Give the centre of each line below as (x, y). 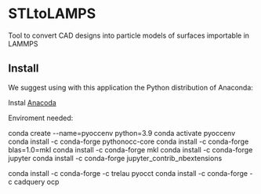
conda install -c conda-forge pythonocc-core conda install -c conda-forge (129, 141)
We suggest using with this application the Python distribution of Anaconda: (130, 87)
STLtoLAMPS (52, 14)
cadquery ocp (36, 181)
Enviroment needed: (41, 118)
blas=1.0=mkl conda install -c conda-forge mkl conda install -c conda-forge (130, 149)
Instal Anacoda (32, 102)
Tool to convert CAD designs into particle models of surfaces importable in (129, 35)
